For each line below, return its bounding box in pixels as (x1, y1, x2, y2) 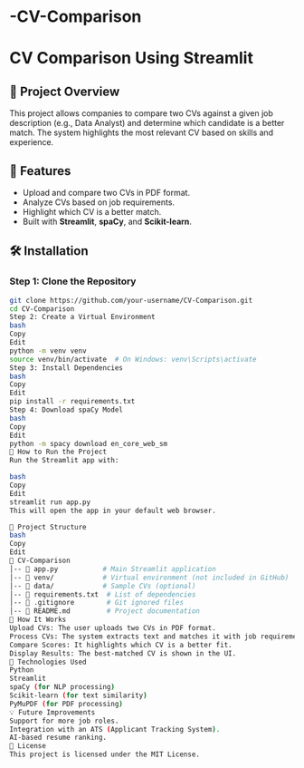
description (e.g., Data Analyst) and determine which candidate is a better (9, 118, 285, 129)
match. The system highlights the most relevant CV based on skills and (9, 127, 274, 138)
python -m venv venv (9, 346, 88, 355)
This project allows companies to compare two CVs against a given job (9, 108, 274, 119)
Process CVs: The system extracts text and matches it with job (9, 632, 257, 641)
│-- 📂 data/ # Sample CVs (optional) (9, 581, 196, 590)
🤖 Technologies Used (9, 657, 88, 666)
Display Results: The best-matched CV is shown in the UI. (9, 648, 237, 658)
